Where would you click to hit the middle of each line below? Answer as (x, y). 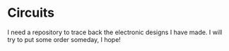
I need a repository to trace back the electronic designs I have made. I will (115, 32)
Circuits (31, 13)
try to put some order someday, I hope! (64, 39)
